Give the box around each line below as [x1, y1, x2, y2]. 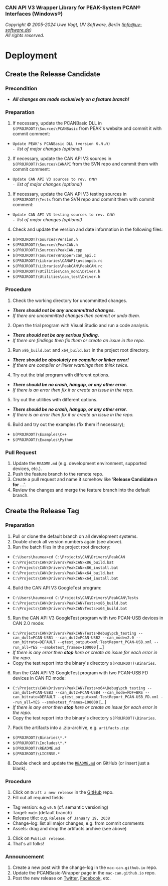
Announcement [5, 853, 44, 860]
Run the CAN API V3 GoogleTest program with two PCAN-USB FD [12, 669, 148, 676]
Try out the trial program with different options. [12, 372, 110, 378]
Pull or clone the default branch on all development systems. [12, 533, 138, 539]
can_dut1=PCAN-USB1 [12, 635, 54, 640]
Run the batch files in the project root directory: [12, 544, 111, 550]
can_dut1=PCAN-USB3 [12, 690, 54, 695]
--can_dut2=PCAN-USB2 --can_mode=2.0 [55, 635, 134, 640]
